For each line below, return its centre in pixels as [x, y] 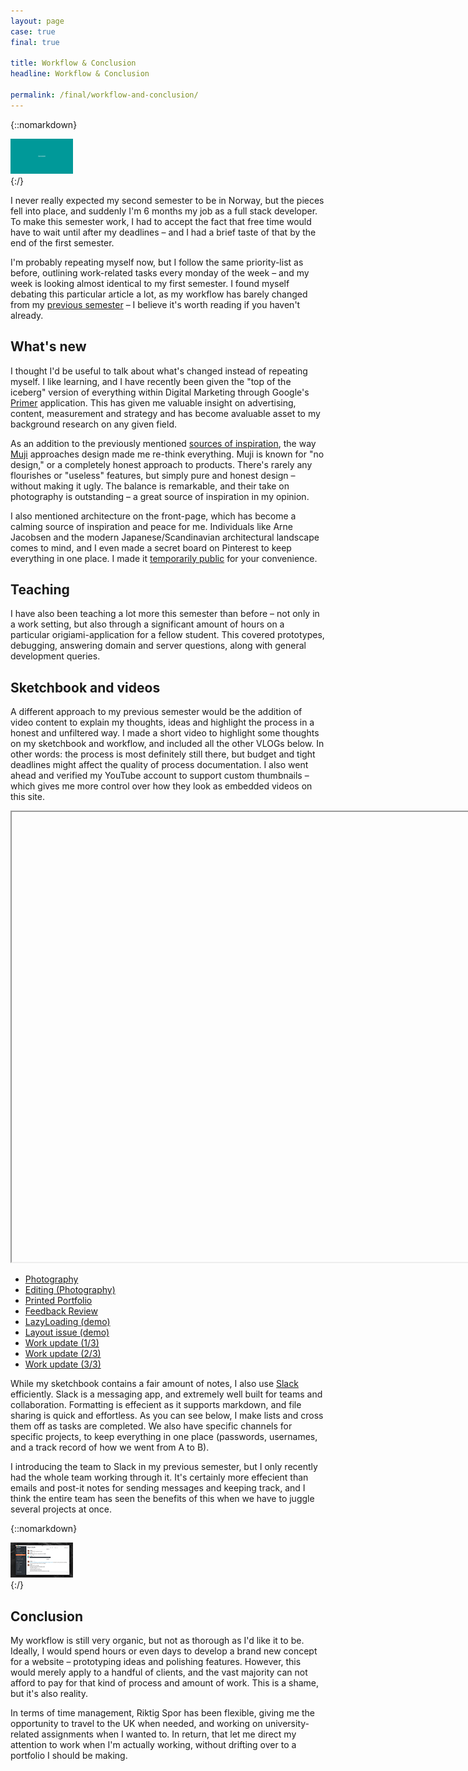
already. [27, 315]
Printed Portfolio [58, 1301]
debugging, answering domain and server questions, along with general [158, 646]
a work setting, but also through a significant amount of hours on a [147, 624]
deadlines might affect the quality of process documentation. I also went [159, 765]
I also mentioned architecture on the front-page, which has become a [153, 516]
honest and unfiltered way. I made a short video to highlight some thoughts [165, 733]
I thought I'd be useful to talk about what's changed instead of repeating [159, 371]
